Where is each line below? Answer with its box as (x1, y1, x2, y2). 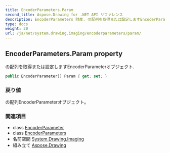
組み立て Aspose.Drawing (12, 142, 67, 148)
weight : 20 (5, 26, 28, 31)
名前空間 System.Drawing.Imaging (12, 136, 84, 142)
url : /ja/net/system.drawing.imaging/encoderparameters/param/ (5, 31, 142, 36)
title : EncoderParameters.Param (5, 7, 73, 13)
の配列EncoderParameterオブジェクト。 (5, 99, 89, 105)
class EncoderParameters (12, 130, 67, 136)
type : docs (5, 21, 28, 27)
